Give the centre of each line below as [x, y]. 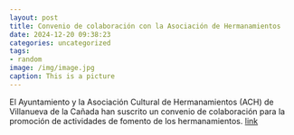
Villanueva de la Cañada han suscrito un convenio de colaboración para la [147, 111]
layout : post [34, 18]
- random [26, 59]
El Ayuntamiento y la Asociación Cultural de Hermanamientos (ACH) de [142, 102]
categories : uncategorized [60, 43]
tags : [19, 51]
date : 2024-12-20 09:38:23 [60, 34]
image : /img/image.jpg [52, 68]
